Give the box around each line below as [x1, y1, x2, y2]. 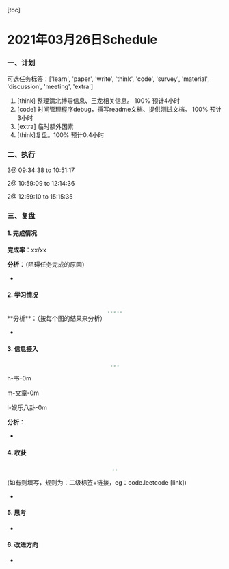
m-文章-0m [7, 389, 40, 397]
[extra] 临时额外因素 [16, 123, 74, 131]
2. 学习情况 [7, 291, 39, 299]
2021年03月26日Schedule [7, 32, 158, 47]
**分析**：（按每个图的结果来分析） [7, 315, 107, 323]
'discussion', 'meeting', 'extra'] [7, 82, 94, 91]
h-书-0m [7, 374, 32, 383]
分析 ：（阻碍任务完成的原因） [7, 260, 88, 268]
